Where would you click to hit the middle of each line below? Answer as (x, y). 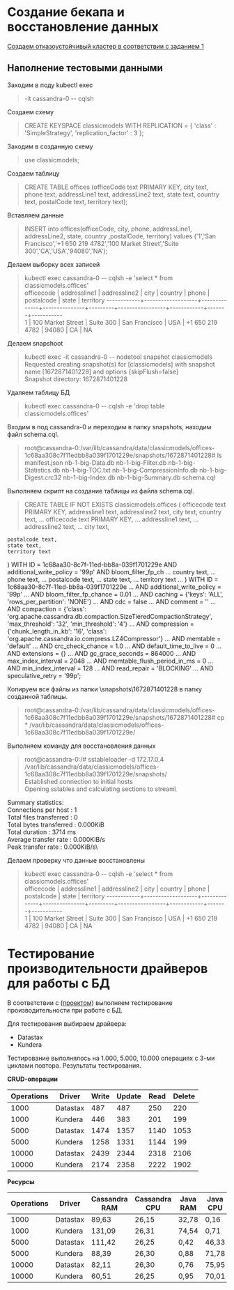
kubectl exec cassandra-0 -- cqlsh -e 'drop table (94, 406)
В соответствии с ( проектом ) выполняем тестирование (90, 1003)
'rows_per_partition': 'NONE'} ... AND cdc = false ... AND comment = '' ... (111, 601)
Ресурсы (21, 1181)
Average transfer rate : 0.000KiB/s (56, 839)
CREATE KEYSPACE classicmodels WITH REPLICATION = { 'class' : (120, 125)
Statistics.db (42, 470)
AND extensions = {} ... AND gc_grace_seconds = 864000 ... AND (102, 653)
